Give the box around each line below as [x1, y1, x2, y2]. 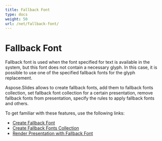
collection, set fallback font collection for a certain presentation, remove [5, 90, 153, 96]
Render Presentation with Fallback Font [12, 131, 93, 137]
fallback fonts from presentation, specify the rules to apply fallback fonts [5, 95, 155, 101]
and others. [5, 101, 29, 107]
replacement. [5, 75, 32, 81]
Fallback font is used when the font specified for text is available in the [5, 59, 151, 65]
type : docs [5, 12, 28, 17]
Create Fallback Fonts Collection [12, 125, 79, 131]
